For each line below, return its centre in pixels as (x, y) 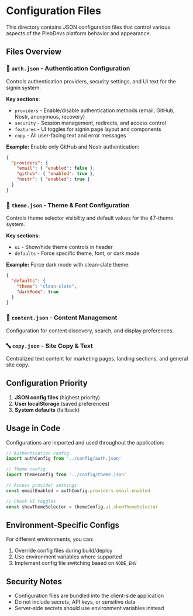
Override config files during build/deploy (63, 551)
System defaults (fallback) (47, 410)
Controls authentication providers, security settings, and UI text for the (91, 81)
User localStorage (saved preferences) (62, 403)
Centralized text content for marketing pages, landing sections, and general (97, 358)
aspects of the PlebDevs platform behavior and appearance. (79, 33)
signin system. (23, 87)
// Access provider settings (42, 486)
